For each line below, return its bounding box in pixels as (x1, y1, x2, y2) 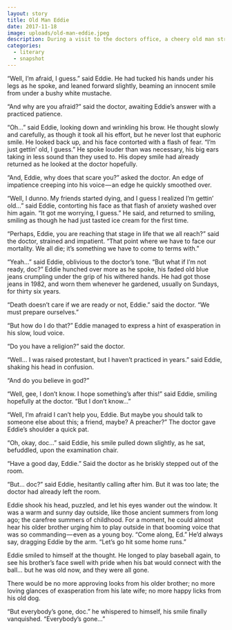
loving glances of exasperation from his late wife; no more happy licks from (7, 586, 222, 595)
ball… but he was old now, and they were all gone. (7, 566, 150, 574)
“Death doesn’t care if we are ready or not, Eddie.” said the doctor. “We (7, 300, 210, 309)
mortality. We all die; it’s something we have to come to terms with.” (7, 244, 200, 253)
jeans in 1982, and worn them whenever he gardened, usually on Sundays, (7, 280, 220, 288)
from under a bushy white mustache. (7, 89, 112, 97)
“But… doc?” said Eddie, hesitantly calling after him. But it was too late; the (7, 480, 220, 488)
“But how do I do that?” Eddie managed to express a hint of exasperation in (7, 321, 221, 330)
